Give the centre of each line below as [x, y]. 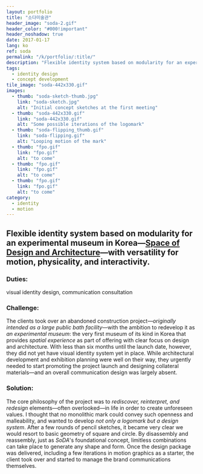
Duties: [17, 279]
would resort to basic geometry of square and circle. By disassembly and [97, 433]
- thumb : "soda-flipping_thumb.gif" [58, 130]
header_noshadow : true [35, 35]
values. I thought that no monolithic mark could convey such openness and [100, 414]
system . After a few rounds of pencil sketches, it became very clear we [95, 427]
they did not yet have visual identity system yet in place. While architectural [100, 353]
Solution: [20, 388]
